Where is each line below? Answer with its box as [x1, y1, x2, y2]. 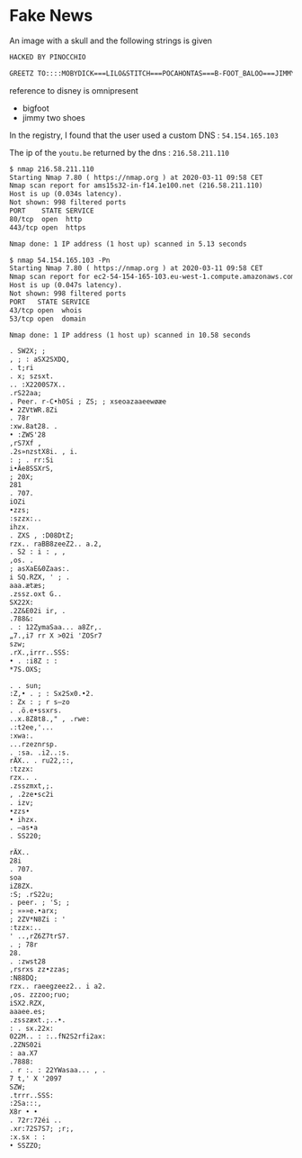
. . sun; [9, 681, 42, 690]
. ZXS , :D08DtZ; [9, 530, 75, 540]
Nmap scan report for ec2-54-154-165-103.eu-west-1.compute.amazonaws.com [9, 272, 296, 282]
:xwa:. [9, 731, 34, 740]
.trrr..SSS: [9, 1090, 54, 1099]
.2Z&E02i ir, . [9, 606, 67, 615]
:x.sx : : [9, 1132, 47, 1142]
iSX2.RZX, [9, 999, 47, 1008]
